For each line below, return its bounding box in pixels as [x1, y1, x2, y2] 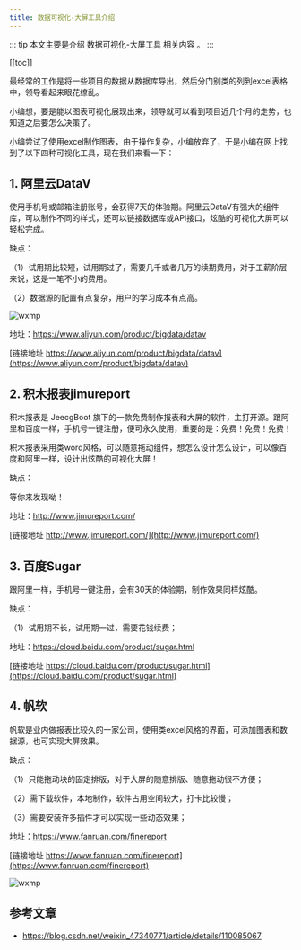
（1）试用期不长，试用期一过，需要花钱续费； [9, 622, 177, 633]
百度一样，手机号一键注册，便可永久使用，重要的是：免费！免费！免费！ [24, 423, 292, 434]
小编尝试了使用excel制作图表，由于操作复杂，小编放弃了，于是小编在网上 [9, 136, 280, 146]
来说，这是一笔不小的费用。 [9, 273, 112, 284]
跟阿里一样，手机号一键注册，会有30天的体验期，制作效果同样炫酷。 [9, 585, 262, 595]
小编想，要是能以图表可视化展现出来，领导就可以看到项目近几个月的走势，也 [9, 105, 292, 117]
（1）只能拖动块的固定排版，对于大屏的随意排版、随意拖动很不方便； [9, 773, 264, 784]
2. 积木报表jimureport [9, 386, 131, 401]
